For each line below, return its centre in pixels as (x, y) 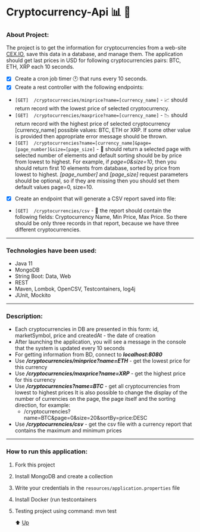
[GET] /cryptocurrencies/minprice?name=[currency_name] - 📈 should (101, 100)
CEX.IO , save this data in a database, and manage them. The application (95, 54)
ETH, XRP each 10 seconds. (40, 67)
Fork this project (35, 465)
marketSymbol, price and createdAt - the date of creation (85, 336)
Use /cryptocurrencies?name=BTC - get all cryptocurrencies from (97, 386)
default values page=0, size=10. (54, 187)
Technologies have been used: (51, 250)
